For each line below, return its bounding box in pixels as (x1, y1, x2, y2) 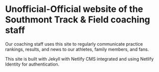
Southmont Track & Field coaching (5, 14, 151, 25)
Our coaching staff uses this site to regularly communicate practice (5, 41, 143, 47)
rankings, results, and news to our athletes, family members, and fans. (5, 46, 149, 52)
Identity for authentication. (5, 61, 60, 67)
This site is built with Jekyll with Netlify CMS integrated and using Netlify (5, 56, 154, 62)
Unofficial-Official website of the (5, 3, 143, 15)
